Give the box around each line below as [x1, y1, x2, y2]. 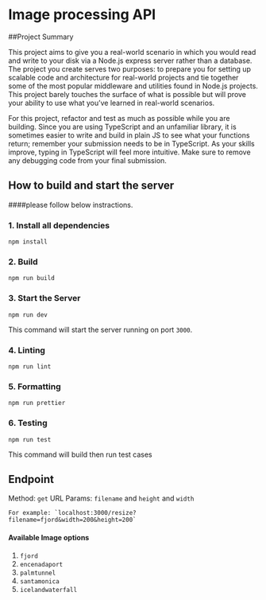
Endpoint [8, 472, 54, 486]
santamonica [19, 577, 60, 586]
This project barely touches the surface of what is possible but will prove [8, 89, 247, 99]
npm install [8, 238, 48, 246]
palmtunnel [19, 569, 56, 577]
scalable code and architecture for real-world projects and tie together [8, 72, 239, 82]
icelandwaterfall [19, 586, 78, 594]
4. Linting [8, 345, 46, 356]
